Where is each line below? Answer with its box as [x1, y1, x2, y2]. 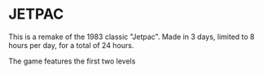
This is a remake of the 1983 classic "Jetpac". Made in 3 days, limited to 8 [8, 32, 255, 41]
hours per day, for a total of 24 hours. [8, 40, 134, 50]
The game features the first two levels [8, 56, 136, 66]
